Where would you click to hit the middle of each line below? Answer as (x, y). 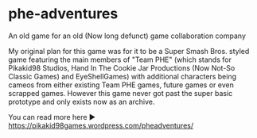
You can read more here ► (52, 117)
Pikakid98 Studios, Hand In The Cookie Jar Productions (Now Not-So (122, 67)
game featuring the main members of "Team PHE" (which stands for (120, 59)
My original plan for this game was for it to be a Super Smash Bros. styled (129, 51)
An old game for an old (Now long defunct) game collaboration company (127, 36)
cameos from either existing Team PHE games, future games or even (121, 85)
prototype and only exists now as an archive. (82, 102)
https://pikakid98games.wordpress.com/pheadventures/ (101, 125)
